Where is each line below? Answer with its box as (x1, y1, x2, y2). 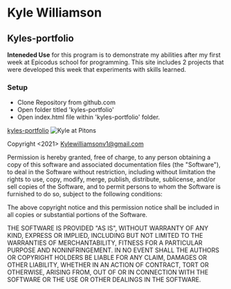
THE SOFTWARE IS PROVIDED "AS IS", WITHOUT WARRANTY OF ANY (7, 224, 209, 232)
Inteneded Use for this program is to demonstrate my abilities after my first (7, 50, 221, 59)
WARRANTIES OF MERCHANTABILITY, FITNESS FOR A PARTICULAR (7, 239, 203, 247)
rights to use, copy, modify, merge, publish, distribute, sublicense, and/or (7, 175, 216, 184)
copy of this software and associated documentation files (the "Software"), (7, 160, 221, 169)
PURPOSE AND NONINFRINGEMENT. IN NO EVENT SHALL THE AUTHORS (7, 246, 220, 254)
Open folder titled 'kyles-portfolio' (17, 106, 114, 114)
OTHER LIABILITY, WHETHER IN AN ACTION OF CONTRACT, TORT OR (7, 261, 209, 269)
